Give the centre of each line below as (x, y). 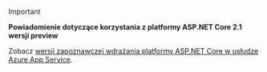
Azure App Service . (40, 60)
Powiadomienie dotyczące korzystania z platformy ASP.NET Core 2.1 (125, 27)
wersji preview (33, 36)
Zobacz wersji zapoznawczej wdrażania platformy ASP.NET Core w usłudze (133, 51)
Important (24, 12)
